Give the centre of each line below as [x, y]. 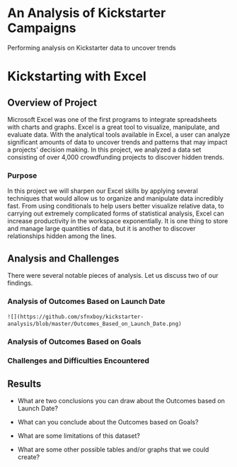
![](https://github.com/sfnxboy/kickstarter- [75, 317]
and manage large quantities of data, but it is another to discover [102, 229]
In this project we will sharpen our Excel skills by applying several [103, 191]
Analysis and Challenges [63, 258]
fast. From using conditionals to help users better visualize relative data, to [116, 206]
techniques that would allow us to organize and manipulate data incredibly [116, 198]
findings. [20, 283]
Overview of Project [52, 102]
